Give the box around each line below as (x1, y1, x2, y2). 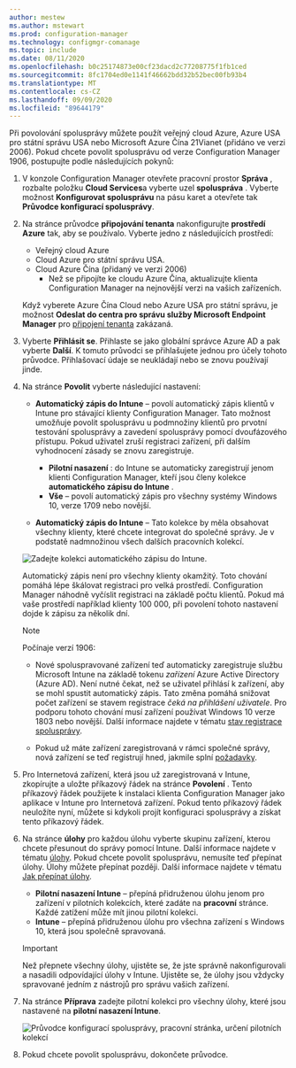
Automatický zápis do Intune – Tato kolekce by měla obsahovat (34, 517, 269, 528)
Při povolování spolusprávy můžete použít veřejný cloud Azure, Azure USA (9, 128, 281, 138)
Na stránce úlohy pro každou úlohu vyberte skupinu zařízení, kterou (21, 833, 271, 844)
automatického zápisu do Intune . (48, 482, 174, 492)
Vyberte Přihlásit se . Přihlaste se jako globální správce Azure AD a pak (21, 336, 281, 346)
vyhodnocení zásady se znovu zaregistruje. (34, 445, 194, 456)
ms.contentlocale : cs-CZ (9, 87, 101, 96)
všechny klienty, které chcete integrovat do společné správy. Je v (34, 527, 275, 538)
